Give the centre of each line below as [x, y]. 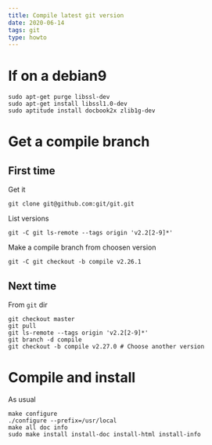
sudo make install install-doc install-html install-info [104, 434]
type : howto [27, 37]
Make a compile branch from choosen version [82, 247]
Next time [32, 286]
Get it [17, 190]
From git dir [28, 305]
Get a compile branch [79, 142]
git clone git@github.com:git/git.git [71, 204]
